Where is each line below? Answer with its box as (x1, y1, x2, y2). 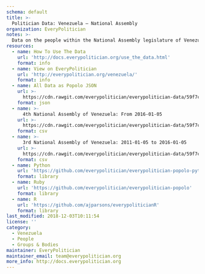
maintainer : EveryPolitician (6, 247, 81, 253)
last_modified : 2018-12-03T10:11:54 (6, 213, 99, 220)
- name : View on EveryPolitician (12, 65, 97, 72)
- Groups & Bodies (12, 242, 59, 248)
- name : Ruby (12, 179, 45, 186)
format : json (17, 99, 51, 106)
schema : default (6, 9, 48, 15)
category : (6, 225, 32, 231)
